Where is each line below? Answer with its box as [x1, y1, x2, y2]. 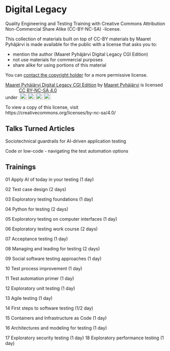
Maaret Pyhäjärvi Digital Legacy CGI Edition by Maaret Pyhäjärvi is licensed [5, 82, 163, 88]
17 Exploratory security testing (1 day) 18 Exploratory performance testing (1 [5, 335, 164, 341]
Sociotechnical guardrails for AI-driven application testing [5, 138, 126, 144]
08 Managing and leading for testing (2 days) [5, 245, 100, 251]
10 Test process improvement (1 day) [5, 265, 82, 271]
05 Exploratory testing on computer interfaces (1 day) [5, 216, 118, 222]
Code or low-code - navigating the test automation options [5, 148, 129, 154]
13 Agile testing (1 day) [5, 295, 53, 301]
